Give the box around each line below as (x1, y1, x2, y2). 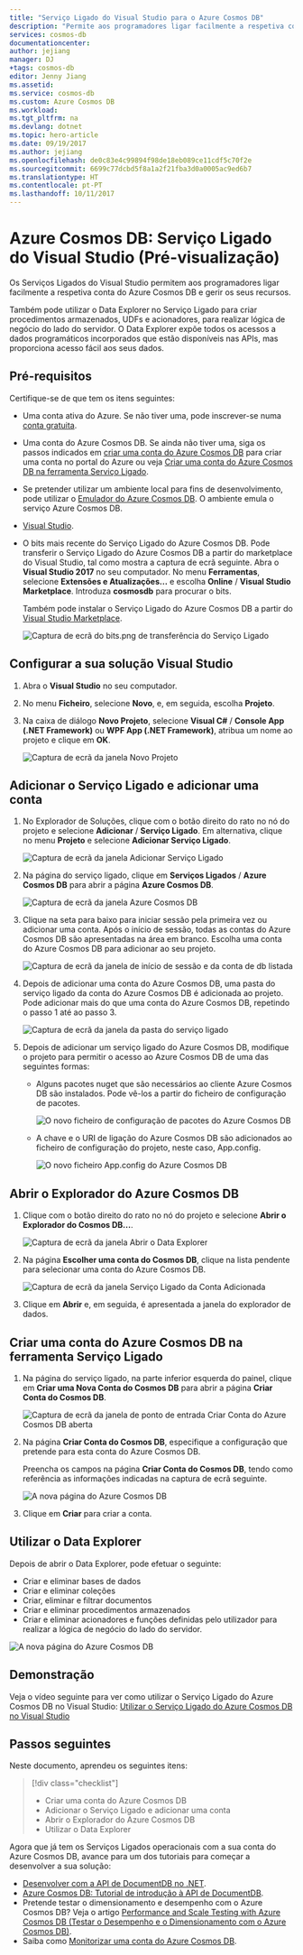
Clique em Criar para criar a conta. (22, 1508, 152, 1518)
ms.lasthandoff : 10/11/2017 (9, 189, 115, 198)
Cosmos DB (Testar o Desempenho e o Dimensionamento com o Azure (22, 1916, 287, 1927)
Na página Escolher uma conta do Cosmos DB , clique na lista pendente (22, 1255, 290, 1266)
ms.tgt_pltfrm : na (9, 114, 78, 123)
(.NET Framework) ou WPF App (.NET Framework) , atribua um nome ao (22, 724, 293, 735)
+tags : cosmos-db (9, 64, 75, 73)
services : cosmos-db (9, 30, 87, 39)
